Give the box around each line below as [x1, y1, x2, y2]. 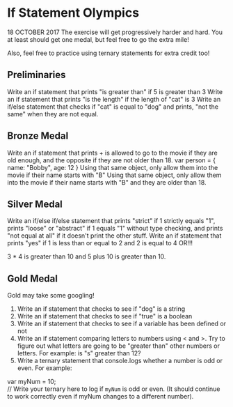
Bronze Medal [7, 130, 69, 142]
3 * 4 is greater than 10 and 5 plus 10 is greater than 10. [7, 252, 166, 261]
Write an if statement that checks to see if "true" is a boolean [17, 312, 193, 321]
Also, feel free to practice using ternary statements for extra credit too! [7, 49, 210, 57]
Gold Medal [7, 272, 58, 284]
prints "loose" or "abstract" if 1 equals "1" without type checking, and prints [7, 224, 223, 233]
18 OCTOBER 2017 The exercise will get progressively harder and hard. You [7, 28, 223, 36]
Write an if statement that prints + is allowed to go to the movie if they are [7, 148, 218, 157]
